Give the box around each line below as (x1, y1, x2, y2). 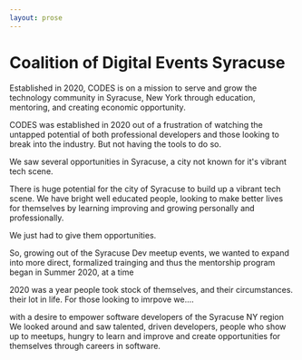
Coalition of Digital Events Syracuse (9, 52, 286, 73)
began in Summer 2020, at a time (9, 267, 134, 277)
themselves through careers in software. (9, 340, 161, 351)
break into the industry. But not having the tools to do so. (9, 138, 222, 150)
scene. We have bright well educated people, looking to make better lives (9, 192, 284, 204)
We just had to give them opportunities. (9, 229, 157, 240)
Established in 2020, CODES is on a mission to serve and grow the (9, 83, 258, 93)
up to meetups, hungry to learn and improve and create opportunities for (9, 330, 281, 341)
